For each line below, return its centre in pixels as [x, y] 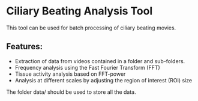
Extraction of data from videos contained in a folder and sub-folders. [100, 61]
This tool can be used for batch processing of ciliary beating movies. [91, 28]
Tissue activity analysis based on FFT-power [70, 74]
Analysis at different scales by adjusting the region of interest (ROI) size [103, 80]
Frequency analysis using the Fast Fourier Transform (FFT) [87, 67]
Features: [25, 47]
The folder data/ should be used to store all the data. [71, 92]
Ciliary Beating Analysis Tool [79, 11]
